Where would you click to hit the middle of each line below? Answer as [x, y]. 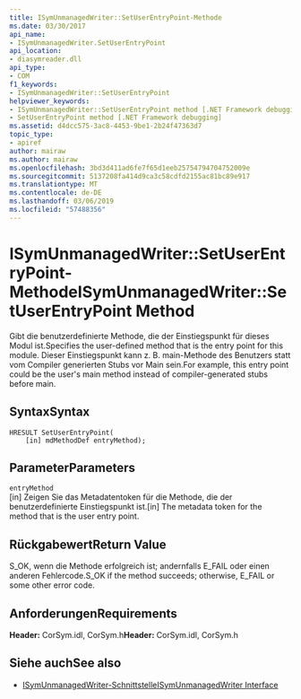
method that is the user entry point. [74, 516]
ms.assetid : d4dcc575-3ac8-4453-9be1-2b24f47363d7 [106, 127]
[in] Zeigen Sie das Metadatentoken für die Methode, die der [121, 497]
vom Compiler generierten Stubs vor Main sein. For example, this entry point [149, 364]
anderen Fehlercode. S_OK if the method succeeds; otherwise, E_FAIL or [142, 576]
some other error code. [52, 585]
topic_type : [31, 135]
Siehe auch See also [65, 664]
